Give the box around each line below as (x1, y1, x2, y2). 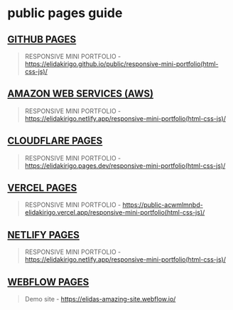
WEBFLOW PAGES (7, 276, 90, 288)
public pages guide (7, 5, 123, 21)
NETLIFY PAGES (7, 229, 80, 241)
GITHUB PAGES (7, 33, 77, 46)
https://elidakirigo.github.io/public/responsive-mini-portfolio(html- (24, 60, 219, 68)
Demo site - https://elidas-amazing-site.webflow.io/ (24, 295, 176, 304)
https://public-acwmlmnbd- (122, 201, 204, 209)
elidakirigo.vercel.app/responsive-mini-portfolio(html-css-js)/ (24, 208, 205, 217)
